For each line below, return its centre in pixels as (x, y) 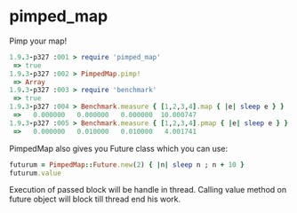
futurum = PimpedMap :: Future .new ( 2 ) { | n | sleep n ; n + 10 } (127, 165)
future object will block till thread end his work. (95, 199)
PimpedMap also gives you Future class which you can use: (119, 148)
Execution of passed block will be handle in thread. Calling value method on (148, 190)
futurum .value (36, 173)
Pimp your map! (38, 41)
